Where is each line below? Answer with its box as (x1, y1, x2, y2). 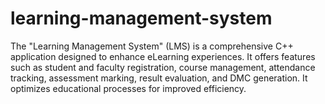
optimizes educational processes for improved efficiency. (10, 82, 247, 94)
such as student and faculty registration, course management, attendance (10, 61, 316, 73)
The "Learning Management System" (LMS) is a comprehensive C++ (10, 40, 294, 52)
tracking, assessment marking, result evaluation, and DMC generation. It (10, 72, 308, 84)
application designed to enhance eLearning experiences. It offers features (10, 50, 316, 62)
